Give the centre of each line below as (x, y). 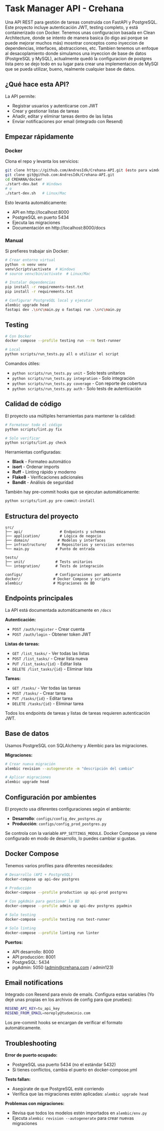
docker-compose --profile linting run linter (52, 933)
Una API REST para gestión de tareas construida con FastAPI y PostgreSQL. (81, 22)
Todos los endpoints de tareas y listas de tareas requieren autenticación (78, 713)
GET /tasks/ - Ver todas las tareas (46, 688)
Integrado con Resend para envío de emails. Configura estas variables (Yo (80, 994)
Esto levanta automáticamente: (36, 202)
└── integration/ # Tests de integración (54, 566)
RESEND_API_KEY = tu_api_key (32, 1009)
